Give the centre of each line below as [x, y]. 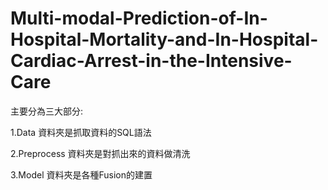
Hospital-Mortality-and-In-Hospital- [164, 39]
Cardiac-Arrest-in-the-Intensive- [151, 61]
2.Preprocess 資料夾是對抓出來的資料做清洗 [100, 153]
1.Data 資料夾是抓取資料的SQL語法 [81, 132]
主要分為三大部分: [47, 111]
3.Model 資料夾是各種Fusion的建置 [81, 174]
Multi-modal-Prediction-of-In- [139, 18]
